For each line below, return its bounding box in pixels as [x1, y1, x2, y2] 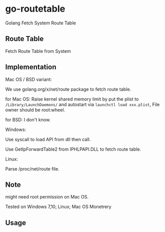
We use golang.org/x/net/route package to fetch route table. [5, 86, 131, 92]
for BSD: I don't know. [5, 116, 51, 122]
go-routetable [5, 3, 65, 15]
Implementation [5, 63, 57, 72]
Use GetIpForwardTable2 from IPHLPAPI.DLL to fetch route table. [5, 146, 141, 152]
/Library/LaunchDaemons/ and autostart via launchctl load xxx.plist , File [5, 101, 160, 107]
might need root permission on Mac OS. [5, 194, 89, 200]
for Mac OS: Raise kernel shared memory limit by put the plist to [5, 96, 139, 102]
